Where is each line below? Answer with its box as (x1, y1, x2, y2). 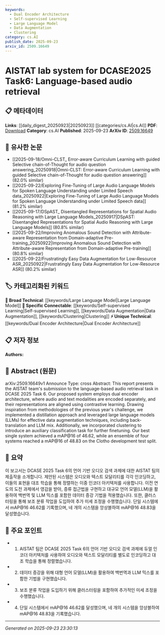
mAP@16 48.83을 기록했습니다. (19, 610, 81, 616)
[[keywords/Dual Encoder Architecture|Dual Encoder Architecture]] (5, 321, 141, 327)
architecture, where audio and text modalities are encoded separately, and (5, 396, 156, 402)
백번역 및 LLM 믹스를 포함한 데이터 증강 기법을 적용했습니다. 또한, (18, 492, 143, 498)
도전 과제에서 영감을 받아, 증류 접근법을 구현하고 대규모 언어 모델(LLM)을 (14, 486, 153, 492)
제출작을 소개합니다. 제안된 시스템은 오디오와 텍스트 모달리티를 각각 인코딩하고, (5, 473, 156, 479)
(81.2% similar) (12, 203, 43, 209)
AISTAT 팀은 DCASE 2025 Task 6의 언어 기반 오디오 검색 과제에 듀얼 (19, 545, 152, 552)
